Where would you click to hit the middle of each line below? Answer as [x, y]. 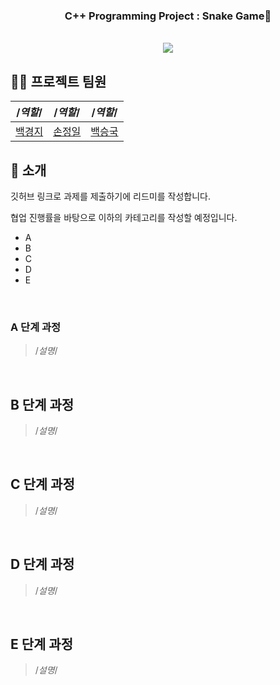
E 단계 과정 [41, 644]
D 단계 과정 [42, 564]
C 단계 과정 [42, 484]
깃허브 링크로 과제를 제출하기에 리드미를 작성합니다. [110, 196]
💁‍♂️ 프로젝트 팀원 [58, 81]
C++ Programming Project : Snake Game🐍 [168, 16]
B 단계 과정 [42, 404]
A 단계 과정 [36, 327]
